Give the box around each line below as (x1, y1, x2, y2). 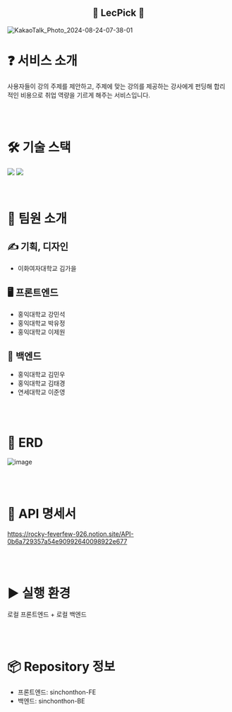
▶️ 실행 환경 (7, 585, 71, 602)
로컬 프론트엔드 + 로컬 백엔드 (7, 610, 87, 619)
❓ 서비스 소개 (7, 53, 78, 69)
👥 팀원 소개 (7, 210, 67, 226)
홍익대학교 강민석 (17, 310, 66, 318)
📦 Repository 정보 (7, 659, 116, 675)
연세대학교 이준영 (17, 388, 66, 397)
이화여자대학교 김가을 (17, 264, 77, 272)
